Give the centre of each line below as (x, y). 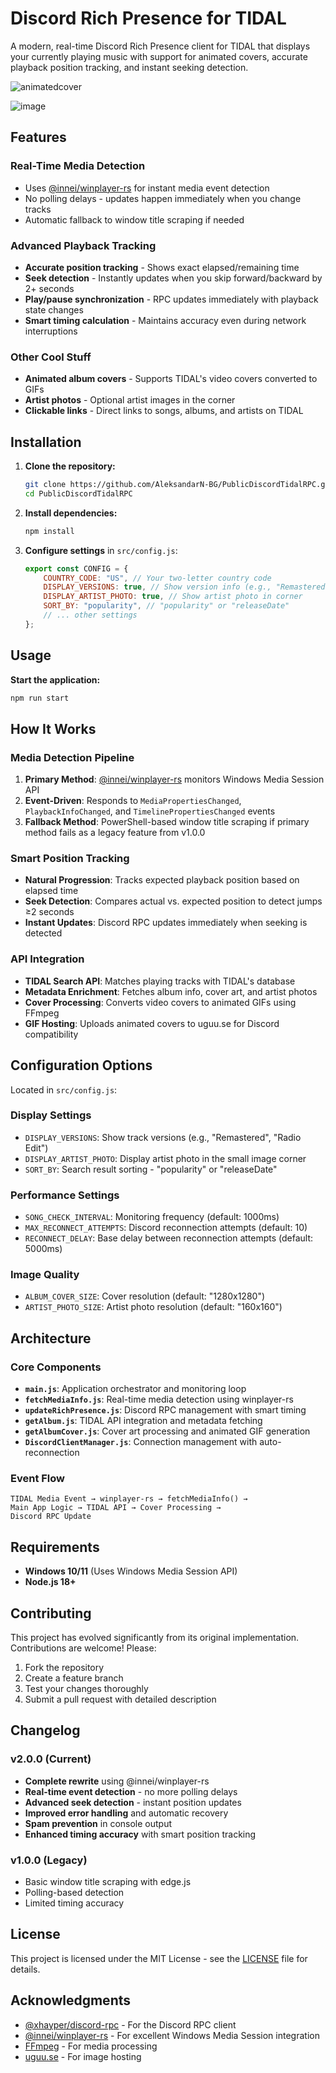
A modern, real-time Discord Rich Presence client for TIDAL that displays (160, 46)
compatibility (51, 1034)
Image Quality (45, 1275)
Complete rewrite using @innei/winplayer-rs (117, 1781)
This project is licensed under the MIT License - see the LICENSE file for (159, 1958)
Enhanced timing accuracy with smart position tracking (140, 1834)
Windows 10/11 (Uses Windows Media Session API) (131, 1571)
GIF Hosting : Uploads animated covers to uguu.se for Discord (152, 1023)
